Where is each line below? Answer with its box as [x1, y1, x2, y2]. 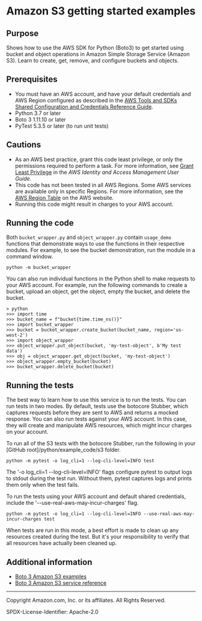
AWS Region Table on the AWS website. [14, 194, 114, 201]
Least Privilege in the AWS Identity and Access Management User [14, 168, 179, 176]
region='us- [154, 327, 185, 333]
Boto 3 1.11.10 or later [14, 116, 66, 123]
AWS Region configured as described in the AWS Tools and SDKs [14, 96, 177, 103]
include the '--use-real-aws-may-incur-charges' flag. [6, 499, 139, 507]
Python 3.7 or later [14, 110, 61, 117]
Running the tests [6, 380, 74, 391]
